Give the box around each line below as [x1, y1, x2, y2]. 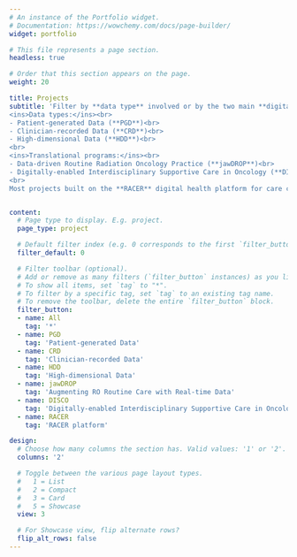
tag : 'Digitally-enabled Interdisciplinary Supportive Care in [25, 404, 263, 413]
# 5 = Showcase [17, 501, 81, 511]
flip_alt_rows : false [17, 534, 97, 544]
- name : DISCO [17, 395, 69, 405]
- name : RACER [17, 412, 69, 421]
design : [9, 437, 38, 446]
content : [9, 208, 42, 217]
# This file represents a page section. [9, 45, 161, 54]
